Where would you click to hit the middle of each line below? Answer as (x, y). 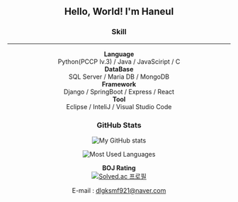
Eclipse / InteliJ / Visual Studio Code (119, 106)
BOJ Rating (119, 168)
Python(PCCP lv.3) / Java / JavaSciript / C (119, 61)
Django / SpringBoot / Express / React (119, 91)
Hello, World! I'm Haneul (119, 12)
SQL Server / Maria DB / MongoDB (119, 77)
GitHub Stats (119, 125)
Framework (119, 84)
